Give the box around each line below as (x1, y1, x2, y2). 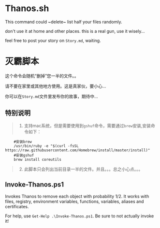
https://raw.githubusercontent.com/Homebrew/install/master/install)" (5, 148, 150, 153)
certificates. (5, 203, 29, 209)
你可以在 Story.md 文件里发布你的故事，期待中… (5, 93, 98, 99)
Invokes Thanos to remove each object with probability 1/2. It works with (5, 193, 149, 199)
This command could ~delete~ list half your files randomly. (5, 19, 122, 25)
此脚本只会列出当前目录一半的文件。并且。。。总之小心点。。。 (24, 166, 143, 172)
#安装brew (14, 139, 32, 144)
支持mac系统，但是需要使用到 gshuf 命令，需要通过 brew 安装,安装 (24, 123, 151, 128)
